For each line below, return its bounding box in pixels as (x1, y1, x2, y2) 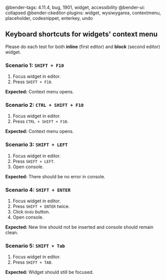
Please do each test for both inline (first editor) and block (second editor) (5, 43, 160, 50)
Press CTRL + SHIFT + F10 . (12, 119, 69, 125)
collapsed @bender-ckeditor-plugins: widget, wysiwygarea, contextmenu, (5, 10, 161, 16)
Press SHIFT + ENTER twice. (12, 203, 70, 209)
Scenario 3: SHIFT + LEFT (5, 141, 68, 148)
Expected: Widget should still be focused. (5, 269, 94, 275)
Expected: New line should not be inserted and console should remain (5, 224, 154, 230)
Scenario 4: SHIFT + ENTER (5, 186, 71, 193)
